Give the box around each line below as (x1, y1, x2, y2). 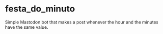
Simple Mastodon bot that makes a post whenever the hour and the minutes (5, 19, 159, 25)
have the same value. (5, 24, 48, 30)
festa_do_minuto (5, 3, 75, 14)
